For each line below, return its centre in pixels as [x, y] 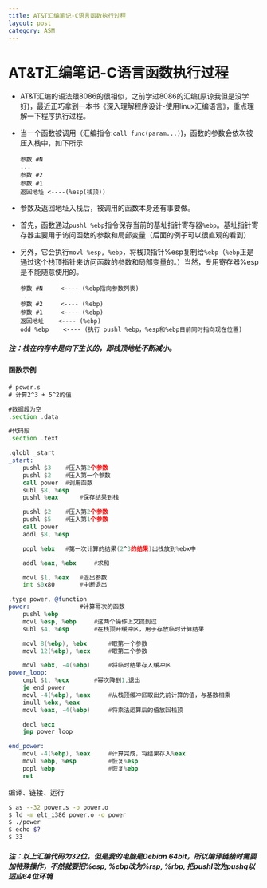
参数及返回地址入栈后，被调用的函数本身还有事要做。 [107, 208]
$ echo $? [25, 830]
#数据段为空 [25, 409]
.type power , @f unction [48, 599]
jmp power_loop [48, 732]
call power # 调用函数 [58, 483]
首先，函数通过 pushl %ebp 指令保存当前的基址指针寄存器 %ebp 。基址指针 [136, 225]
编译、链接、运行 [36, 792]
